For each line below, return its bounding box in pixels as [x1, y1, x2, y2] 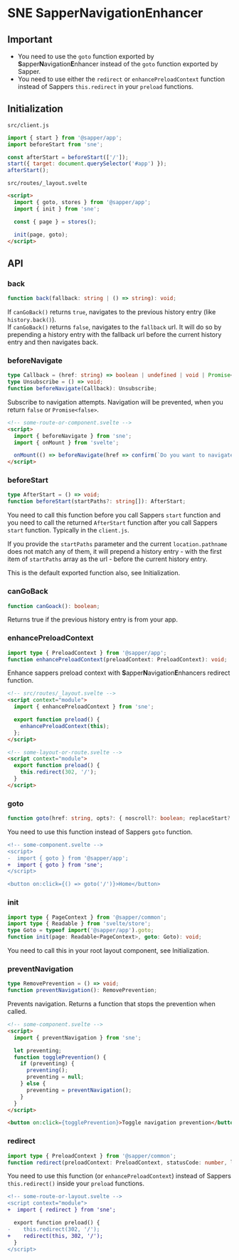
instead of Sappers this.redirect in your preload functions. [17, 82, 194, 90]
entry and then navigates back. [7, 338, 99, 346]
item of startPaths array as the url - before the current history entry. [7, 555, 208, 563]
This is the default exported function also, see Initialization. [7, 569, 180, 577]
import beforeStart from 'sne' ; [7, 141, 103, 148]
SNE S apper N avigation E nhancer [7, 5, 203, 21]
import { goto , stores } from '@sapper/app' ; [14, 199, 152, 206]
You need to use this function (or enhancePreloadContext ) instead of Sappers [7, 1172, 232, 1180]
